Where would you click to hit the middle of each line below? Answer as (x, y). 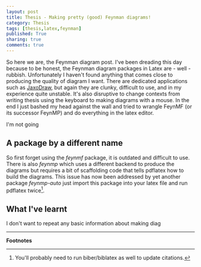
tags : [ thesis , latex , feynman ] (44, 28)
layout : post (22, 12)
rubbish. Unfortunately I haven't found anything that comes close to (90, 75)
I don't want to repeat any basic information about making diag (84, 223)
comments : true (25, 45)
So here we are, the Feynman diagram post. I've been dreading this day (94, 62)
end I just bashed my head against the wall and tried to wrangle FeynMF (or (99, 106)
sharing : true (24, 39)
